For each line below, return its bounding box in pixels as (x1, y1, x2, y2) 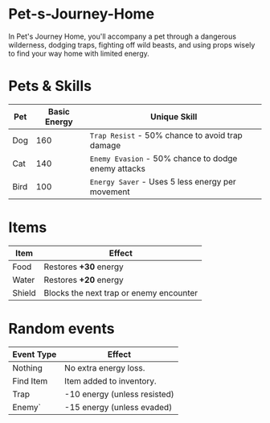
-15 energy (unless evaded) (63, 401, 173, 413)
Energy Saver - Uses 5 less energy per (89, 176, 237, 187)
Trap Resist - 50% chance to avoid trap (89, 130, 243, 141)
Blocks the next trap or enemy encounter (43, 287, 198, 298)
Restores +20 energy (43, 274, 124, 285)
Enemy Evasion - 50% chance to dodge (89, 152, 238, 164)
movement (89, 186, 130, 197)
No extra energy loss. (63, 362, 145, 373)
